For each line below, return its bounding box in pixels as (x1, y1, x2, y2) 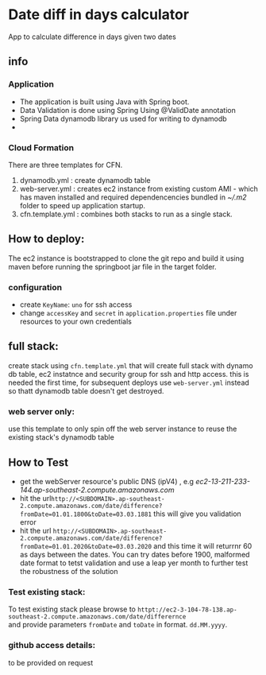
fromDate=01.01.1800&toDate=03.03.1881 (19, 510, 152, 518)
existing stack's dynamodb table (8, 433, 115, 442)
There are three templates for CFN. (8, 160, 123, 169)
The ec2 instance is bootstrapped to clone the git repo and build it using (8, 253, 245, 263)
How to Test (8, 456, 69, 469)
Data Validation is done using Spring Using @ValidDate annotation (19, 105, 236, 114)
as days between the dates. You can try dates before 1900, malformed (19, 549, 250, 559)
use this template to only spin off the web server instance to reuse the (8, 424, 237, 434)
